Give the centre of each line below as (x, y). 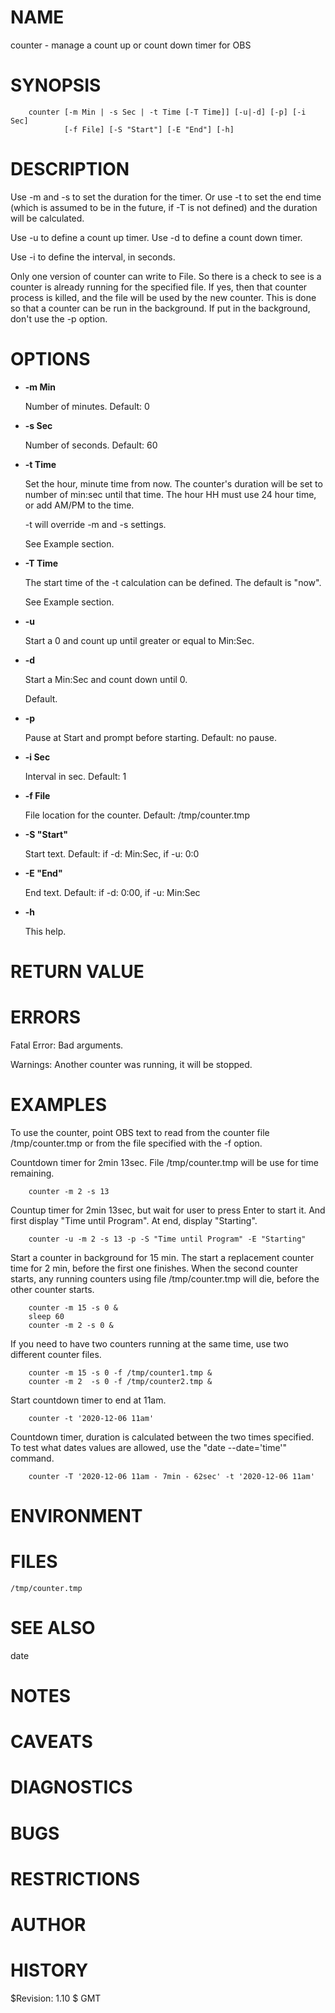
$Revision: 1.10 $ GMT (56, 1998)
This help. (45, 931)
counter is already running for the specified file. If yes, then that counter (159, 287)
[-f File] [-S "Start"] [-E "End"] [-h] (149, 129)
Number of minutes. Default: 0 (87, 406)
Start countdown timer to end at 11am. (88, 1400)
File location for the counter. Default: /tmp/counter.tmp (137, 815)
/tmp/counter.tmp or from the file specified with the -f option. (136, 1143)
